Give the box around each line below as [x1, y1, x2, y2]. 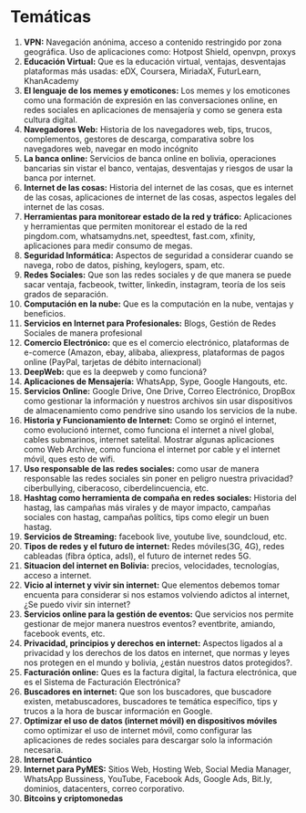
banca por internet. [23, 172, 97, 183]
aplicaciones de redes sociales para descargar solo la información [23, 735, 273, 745]
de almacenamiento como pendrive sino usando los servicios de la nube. [23, 404, 298, 416]
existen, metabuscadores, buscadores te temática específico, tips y [23, 695, 278, 706]
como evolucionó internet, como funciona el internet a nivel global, [23, 424, 275, 435]
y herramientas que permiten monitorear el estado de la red [23, 221, 248, 232]
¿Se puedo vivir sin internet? [23, 599, 131, 610]
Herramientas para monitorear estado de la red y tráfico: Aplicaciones [23, 211, 292, 222]
